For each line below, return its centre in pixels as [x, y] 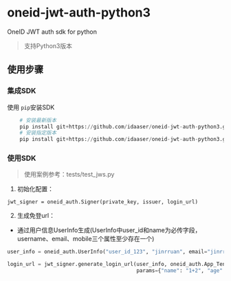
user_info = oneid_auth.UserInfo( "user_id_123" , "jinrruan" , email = [107, 252]
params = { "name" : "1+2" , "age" [180, 271]
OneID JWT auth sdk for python [52, 32]
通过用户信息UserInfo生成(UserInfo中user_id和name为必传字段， [109, 230]
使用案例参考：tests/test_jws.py [69, 175]
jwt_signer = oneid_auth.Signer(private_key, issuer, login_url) [102, 202]
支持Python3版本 [48, 45]
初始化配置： [35, 189]
